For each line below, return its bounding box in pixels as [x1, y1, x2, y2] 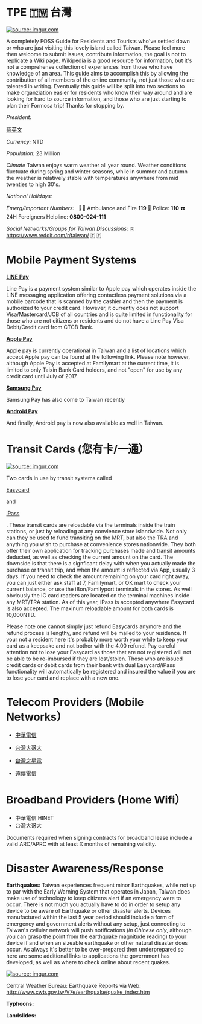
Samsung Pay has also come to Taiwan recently [6, 396, 125, 403]
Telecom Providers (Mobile [6, 695, 144, 709]
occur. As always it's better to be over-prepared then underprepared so [6, 945, 184, 953]
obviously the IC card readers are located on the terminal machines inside [6, 591, 190, 599]
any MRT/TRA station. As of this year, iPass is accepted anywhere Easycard [6, 598, 195, 605]
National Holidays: [6, 192, 52, 199]
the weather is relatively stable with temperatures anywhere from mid [6, 174, 179, 181]
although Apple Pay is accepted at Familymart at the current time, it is [6, 359, 180, 367]
